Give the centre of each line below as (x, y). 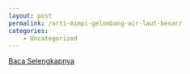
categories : (28, 31)
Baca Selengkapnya (42, 61)
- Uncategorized (51, 38)
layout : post (30, 16)
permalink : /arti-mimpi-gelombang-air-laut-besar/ (95, 23)
